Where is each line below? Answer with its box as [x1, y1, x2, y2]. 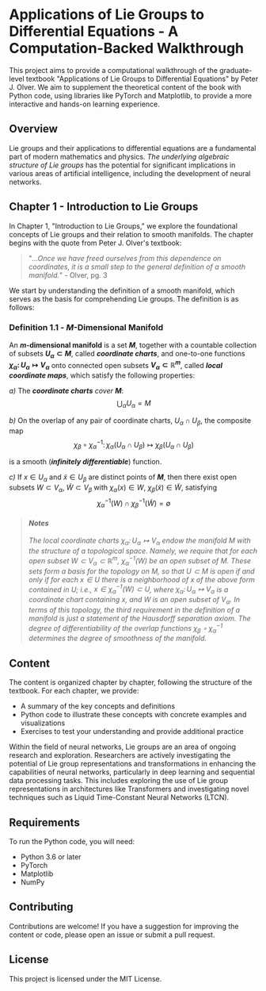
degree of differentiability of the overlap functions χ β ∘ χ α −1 [28, 621, 223, 635]
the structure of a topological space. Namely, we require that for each [28, 546, 258, 556]
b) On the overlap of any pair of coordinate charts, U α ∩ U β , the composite [9, 415, 252, 427]
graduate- [219, 65, 253, 75]
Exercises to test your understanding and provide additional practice [20, 727, 244, 736]
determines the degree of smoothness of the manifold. [28, 633, 207, 643]
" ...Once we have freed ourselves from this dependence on [28, 253, 222, 263]
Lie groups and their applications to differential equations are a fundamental [9, 143, 256, 152]
